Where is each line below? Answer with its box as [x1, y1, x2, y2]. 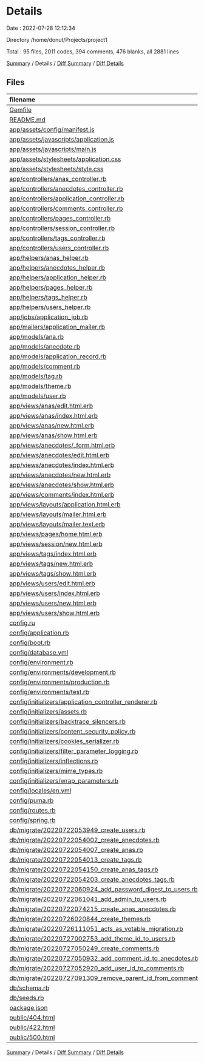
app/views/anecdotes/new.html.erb [9, 471, 111, 479]
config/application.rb [9, 628, 69, 637]
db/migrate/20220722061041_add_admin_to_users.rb [9, 894, 167, 903]
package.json [9, 1003, 48, 1012]
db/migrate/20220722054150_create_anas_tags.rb [9, 865, 158, 874]
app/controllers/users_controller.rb [9, 243, 109, 252]
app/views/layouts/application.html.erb [9, 500, 121, 508]
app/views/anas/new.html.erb [9, 421, 95, 429]
